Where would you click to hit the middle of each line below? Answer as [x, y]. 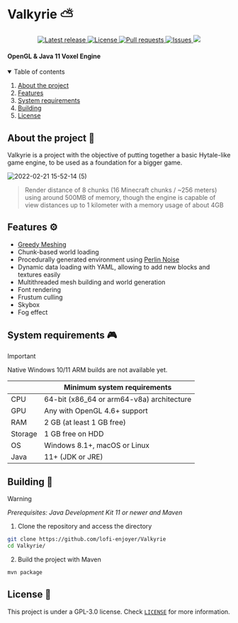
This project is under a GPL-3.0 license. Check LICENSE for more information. [119, 612]
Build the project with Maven [59, 560]
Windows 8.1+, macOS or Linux [97, 445]
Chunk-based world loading [58, 252]
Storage [24, 434]
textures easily [39, 274]
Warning [19, 499]
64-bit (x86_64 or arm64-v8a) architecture [118, 399]
